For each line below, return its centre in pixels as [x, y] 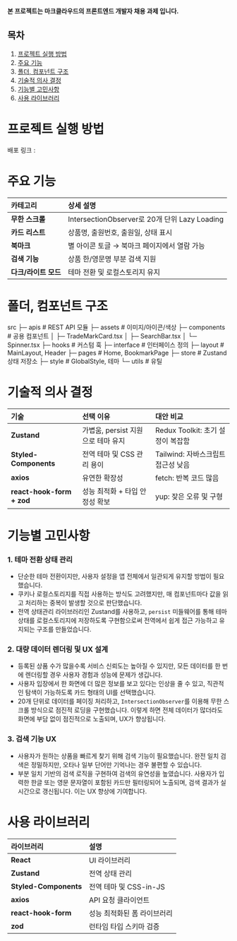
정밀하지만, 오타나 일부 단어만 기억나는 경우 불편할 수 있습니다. [116, 764]
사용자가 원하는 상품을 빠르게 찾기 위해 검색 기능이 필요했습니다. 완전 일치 [118, 756]
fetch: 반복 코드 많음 [187, 478]
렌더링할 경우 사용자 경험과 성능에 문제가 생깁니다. [94, 675]
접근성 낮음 [172, 464]
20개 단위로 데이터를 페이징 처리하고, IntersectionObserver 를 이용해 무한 [120, 702]
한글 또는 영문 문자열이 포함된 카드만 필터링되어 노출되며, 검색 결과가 [125, 782]
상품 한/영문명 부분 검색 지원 [112, 259]
